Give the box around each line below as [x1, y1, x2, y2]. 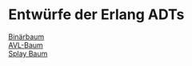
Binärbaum [8, 32, 45, 41]
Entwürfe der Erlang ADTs [8, 6, 185, 24]
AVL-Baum [8, 40, 44, 49]
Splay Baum [8, 49, 48, 58]
